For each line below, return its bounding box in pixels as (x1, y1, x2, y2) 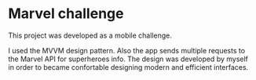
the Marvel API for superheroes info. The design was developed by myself (8, 54, 249, 64)
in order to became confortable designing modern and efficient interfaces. (8, 62, 249, 71)
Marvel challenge (8, 5, 124, 23)
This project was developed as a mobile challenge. (8, 31, 173, 40)
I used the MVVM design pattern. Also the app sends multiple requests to (8, 45, 246, 55)
